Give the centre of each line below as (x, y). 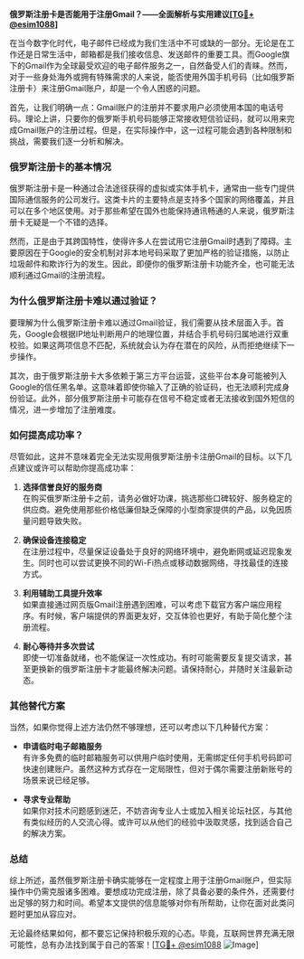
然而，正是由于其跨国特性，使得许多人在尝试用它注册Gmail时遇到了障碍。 (147, 241)
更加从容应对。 (53, 914)
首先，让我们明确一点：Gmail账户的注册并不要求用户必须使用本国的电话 (143, 107)
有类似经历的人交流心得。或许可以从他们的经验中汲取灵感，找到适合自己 (157, 823)
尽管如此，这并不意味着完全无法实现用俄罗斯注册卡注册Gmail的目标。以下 (147, 456)
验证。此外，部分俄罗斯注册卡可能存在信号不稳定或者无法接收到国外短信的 (156, 398)
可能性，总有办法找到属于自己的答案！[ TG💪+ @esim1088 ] (134, 945)
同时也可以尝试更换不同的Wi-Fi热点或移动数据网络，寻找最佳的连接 (164, 562)
